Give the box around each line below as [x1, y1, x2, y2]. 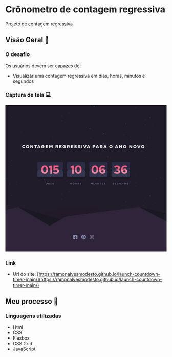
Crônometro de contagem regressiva [5, 4, 165, 15]
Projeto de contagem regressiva [5, 21, 73, 27]
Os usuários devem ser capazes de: [5, 63, 81, 69]
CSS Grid [12, 341, 32, 347]
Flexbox [12, 335, 30, 341]
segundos [12, 78, 34, 84]
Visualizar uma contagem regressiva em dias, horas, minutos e [12, 72, 145, 79]
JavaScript [12, 346, 36, 352]
